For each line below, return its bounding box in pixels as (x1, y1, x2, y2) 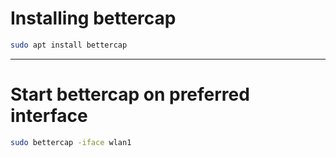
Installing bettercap (10, 7, 177, 30)
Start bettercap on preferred (10, 83, 250, 106)
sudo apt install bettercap (10, 40, 128, 50)
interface (10, 105, 88, 127)
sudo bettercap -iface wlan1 (10, 137, 132, 147)
